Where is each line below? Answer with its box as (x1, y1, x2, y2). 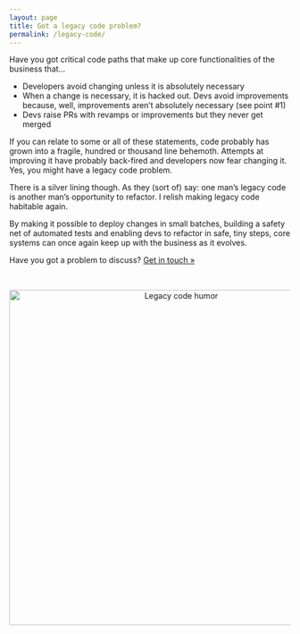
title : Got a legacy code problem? (9, 21, 142, 30)
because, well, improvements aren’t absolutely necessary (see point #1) (21, 100, 287, 111)
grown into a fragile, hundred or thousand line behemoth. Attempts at (9, 146, 264, 156)
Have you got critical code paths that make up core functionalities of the (9, 55, 275, 65)
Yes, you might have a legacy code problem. (9, 165, 172, 175)
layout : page (9, 13, 58, 22)
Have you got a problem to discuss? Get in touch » (9, 255, 196, 266)
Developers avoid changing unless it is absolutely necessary (21, 81, 246, 92)
